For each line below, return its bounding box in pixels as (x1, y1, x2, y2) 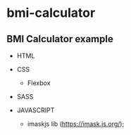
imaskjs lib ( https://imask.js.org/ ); (27, 120, 125, 128)
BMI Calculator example (6, 33, 113, 45)
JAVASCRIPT (16, 106, 55, 114)
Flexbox (27, 79, 51, 87)
